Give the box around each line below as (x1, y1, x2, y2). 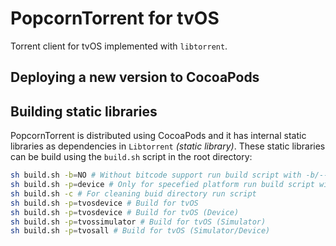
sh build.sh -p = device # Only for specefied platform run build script (10, 180, 315, 190)
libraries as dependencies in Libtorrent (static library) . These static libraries (10, 140, 326, 152)
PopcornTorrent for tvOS (10, 7, 220, 30)
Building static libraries (10, 103, 158, 120)
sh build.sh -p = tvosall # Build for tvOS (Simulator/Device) (10, 226, 271, 236)
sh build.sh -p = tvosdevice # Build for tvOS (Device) (10, 207, 240, 217)
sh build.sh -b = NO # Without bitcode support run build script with (10, 170, 302, 181)
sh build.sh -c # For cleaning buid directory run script (10, 188, 257, 199)
